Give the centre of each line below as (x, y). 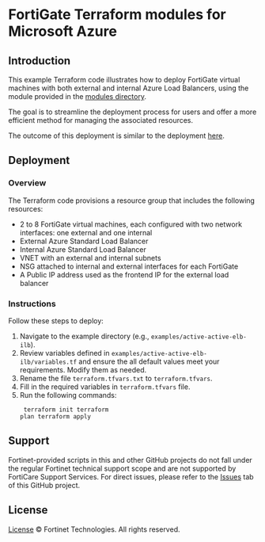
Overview (27, 183)
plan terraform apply (55, 416)
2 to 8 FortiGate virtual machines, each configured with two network (131, 224)
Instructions (32, 303)
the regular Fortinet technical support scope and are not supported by (122, 468)
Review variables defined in (64, 353)
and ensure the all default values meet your (149, 361)
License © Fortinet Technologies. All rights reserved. (94, 529)
